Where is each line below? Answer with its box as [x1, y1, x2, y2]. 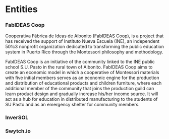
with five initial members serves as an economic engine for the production [5, 75, 159, 81]
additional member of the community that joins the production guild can [5, 86, 154, 92]
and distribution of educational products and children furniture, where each [5, 80, 162, 86]
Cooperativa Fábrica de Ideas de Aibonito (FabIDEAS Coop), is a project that [5, 33, 164, 39]
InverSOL [5, 114, 29, 121]
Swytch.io [5, 127, 31, 134]
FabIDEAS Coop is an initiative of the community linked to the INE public [5, 59, 155, 65]
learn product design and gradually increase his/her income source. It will [5, 91, 158, 97]
